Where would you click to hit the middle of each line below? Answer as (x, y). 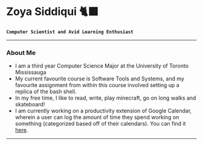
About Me (21, 53)
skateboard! (30, 105)
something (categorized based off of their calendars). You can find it (100, 124)
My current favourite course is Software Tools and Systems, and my (99, 79)
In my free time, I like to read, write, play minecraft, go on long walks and (105, 98)
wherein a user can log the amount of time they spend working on (97, 117)
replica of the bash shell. (46, 92)
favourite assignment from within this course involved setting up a (97, 85)
